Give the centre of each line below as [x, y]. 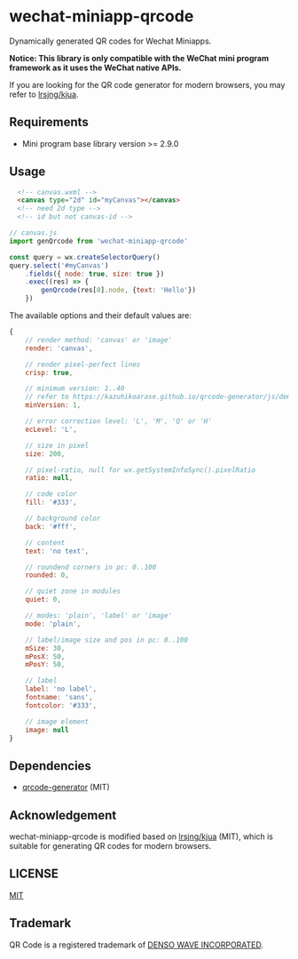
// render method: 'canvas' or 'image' [99, 340]
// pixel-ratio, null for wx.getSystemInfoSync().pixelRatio [140, 470]
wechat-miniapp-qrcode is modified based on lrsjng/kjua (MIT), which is [141, 836]
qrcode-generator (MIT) [66, 787]
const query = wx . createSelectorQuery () [85, 257]
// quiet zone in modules [73, 591]
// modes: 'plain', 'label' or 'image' [99, 616]
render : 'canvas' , [59, 348]
